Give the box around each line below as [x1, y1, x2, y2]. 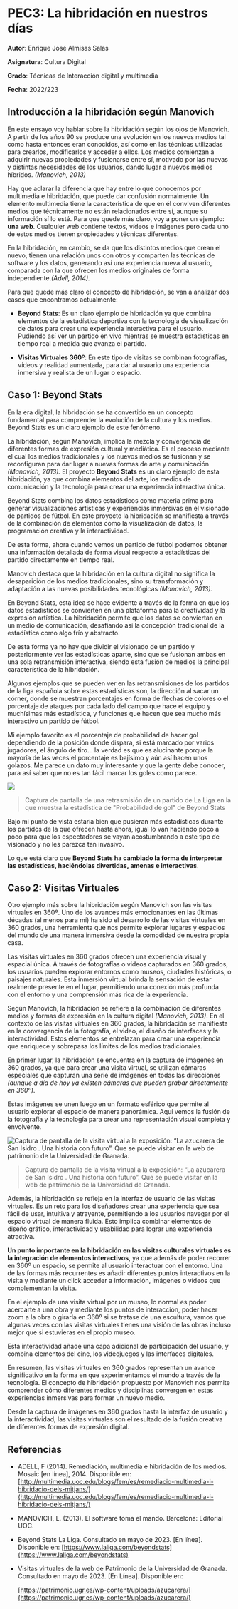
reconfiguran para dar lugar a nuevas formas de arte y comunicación [7, 459, 210, 468]
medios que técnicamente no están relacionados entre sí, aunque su [7, 207, 208, 215]
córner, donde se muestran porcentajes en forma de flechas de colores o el [7, 694, 229, 703]
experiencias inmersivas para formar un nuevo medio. [7, 1394, 166, 1402]
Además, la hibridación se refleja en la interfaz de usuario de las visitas [7, 1195, 215, 1203]
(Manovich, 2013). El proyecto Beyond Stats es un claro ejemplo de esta [7, 467, 220, 476]
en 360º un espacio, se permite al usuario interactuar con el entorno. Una [7, 1261, 223, 1270]
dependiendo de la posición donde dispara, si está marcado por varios [7, 738, 215, 747]
